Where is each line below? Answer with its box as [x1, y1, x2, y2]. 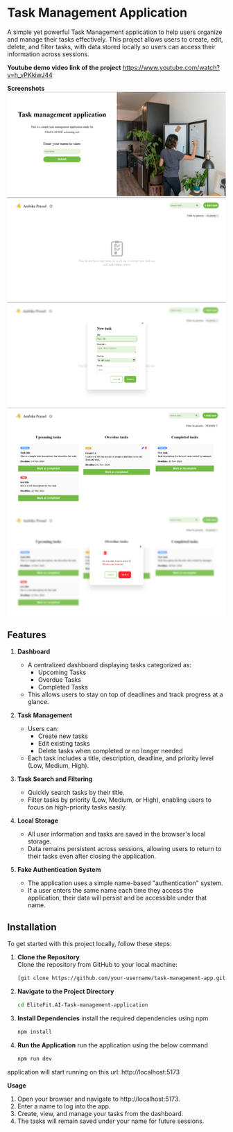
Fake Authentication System [17, 866, 101, 874]
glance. [27, 698, 49, 706]
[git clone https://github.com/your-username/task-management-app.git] [17, 975, 229, 981]
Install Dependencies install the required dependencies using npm [17, 1014, 209, 1022]
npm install [17, 1028, 52, 1035]
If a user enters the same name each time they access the [27, 886, 194, 895]
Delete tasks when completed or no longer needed [37, 747, 183, 755]
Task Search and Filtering [17, 775, 93, 783]
